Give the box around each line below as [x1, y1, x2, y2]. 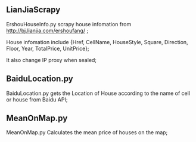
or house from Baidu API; [6, 95, 68, 103]
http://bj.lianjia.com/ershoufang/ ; [6, 27, 89, 34]
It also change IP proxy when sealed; [6, 56, 97, 63]
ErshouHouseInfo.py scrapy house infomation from [6, 20, 132, 27]
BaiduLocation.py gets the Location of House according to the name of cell [6, 89, 191, 97]
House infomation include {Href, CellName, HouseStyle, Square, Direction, [6, 38, 189, 45]
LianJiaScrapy [6, 5, 61, 15]
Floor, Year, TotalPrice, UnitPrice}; [6, 45, 89, 52]
